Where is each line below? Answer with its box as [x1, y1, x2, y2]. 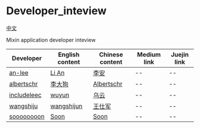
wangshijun [50, 102, 83, 110]
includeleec [9, 91, 42, 99]
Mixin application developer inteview [6, 36, 96, 43]
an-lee [9, 68, 29, 76]
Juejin [170, 50, 189, 59]
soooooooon [9, 112, 45, 120]
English [58, 50, 80, 59]
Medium [136, 50, 161, 59]
